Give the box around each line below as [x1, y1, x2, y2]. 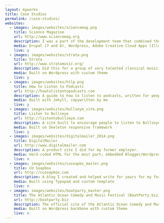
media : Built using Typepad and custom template [14, 179, 115, 184]
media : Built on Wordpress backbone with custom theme [14, 206, 128, 211]
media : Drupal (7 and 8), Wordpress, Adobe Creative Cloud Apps [14, 43, 147, 48]
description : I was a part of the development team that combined [14, 39, 152, 44]
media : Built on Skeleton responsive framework [14, 125, 112, 130]
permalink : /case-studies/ [5, 16, 60, 21]
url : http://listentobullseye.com [14, 115, 84, 121]
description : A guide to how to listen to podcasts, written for [14, 93, 150, 98]
